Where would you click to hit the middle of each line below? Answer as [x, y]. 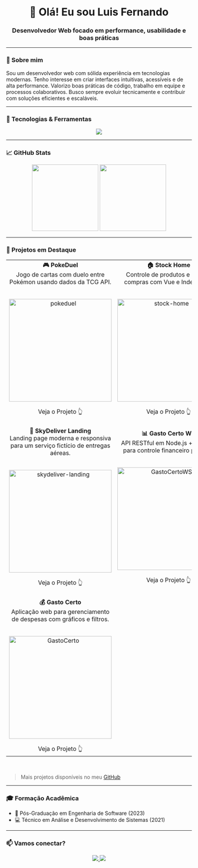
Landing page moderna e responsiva [60, 438]
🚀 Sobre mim [24, 60]
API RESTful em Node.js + [157, 443]
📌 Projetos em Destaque [41, 250]
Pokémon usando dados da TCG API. [60, 282]
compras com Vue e [152, 282]
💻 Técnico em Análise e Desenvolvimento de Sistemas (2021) [90, 820]
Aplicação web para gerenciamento [60, 612]
